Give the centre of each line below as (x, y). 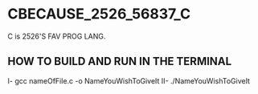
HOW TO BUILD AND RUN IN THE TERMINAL (120, 61)
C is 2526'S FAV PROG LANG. (57, 36)
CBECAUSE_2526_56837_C (99, 14)
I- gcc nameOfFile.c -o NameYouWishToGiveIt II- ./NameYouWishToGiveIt (129, 80)
